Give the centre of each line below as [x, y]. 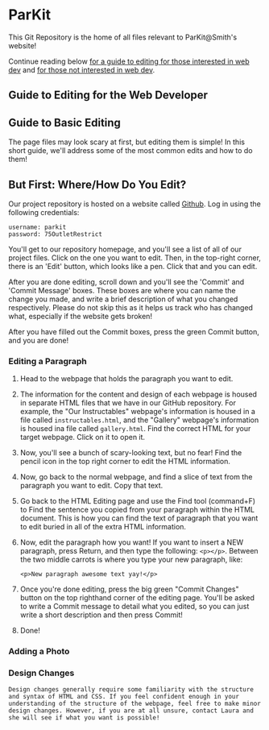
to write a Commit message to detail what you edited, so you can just [134, 607]
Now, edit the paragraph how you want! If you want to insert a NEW [132, 542]
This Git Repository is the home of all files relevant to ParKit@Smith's [123, 37]
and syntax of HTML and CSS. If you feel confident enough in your [124, 697]
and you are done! [39, 340]
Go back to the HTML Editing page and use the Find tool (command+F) [138, 501]
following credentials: [44, 212]
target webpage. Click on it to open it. [83, 438]
